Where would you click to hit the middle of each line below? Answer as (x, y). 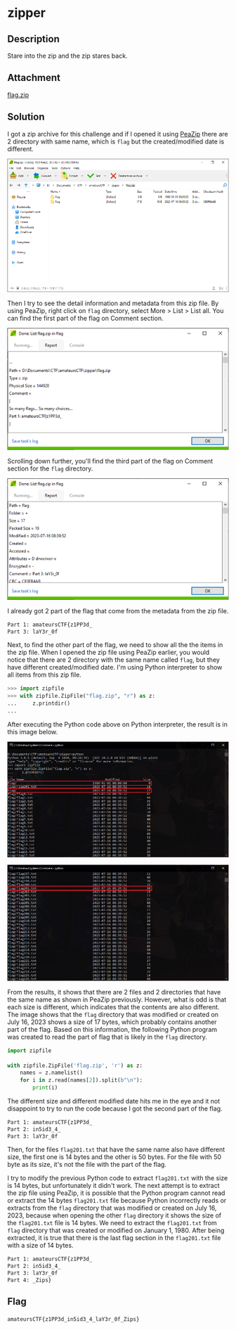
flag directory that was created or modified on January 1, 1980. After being (116, 1230)
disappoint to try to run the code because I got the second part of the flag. (115, 1108)
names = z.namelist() (51, 1073)
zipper (27, 13)
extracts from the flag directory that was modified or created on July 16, (112, 1208)
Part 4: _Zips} (29, 1280)
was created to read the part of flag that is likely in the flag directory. (107, 1037)
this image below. (33, 731)
